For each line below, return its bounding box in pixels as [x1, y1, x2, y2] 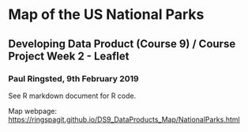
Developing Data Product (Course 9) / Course [8, 37, 236, 51]
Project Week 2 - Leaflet [8, 49, 130, 62]
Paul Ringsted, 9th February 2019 [8, 73, 140, 84]
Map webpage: [8, 106, 58, 115]
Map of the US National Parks [8, 6, 205, 24]
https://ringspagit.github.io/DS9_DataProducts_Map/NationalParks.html [8, 115, 240, 124]
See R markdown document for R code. [8, 91, 137, 100]
